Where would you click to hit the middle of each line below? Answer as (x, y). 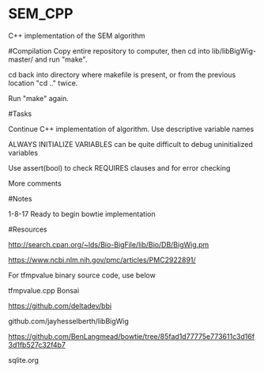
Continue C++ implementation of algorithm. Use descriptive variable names (131, 129)
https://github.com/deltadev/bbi (60, 306)
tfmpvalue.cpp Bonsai (44, 290)
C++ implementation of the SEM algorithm (77, 36)
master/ (21, 59)
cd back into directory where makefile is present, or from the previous (122, 74)
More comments (35, 183)
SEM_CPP (41, 14)
